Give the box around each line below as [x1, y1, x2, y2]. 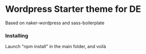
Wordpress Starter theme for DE [5, 3, 141, 15]
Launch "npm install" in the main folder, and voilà [5, 44, 106, 50]
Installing [5, 32, 28, 39]
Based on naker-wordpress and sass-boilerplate [5, 20, 105, 26]
